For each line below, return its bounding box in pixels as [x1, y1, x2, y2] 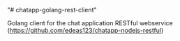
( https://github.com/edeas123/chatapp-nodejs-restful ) [7, 27, 164, 34]
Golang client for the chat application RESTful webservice [7, 19, 173, 27]
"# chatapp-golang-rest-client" [7, 6, 97, 14]
